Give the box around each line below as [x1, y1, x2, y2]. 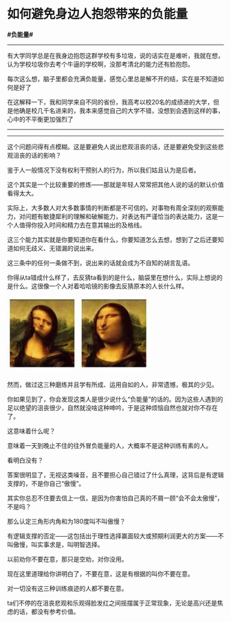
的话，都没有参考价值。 [12, 607, 80, 616]
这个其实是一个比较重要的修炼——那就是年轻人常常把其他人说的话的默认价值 [7, 180, 224, 189]
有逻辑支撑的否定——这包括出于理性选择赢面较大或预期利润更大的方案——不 [7, 531, 224, 540]
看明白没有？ [7, 455, 43, 464]
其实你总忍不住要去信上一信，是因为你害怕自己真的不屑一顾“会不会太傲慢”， [7, 493, 223, 502]
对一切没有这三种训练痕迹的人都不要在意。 [7, 584, 128, 592]
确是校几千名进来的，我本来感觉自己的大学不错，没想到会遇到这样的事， [19, 106, 224, 114]
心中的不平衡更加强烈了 [7, 115, 74, 123]
